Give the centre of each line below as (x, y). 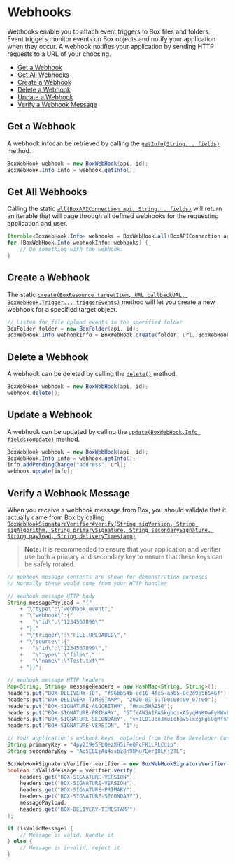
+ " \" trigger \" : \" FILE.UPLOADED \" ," (73, 635)
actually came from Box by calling (56, 517)
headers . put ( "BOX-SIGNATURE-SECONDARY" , (67, 719)
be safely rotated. (50, 564)
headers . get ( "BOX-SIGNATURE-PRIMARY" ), (78, 790)
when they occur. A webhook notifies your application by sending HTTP (111, 46)
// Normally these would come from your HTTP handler (87, 583)
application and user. (37, 224)
